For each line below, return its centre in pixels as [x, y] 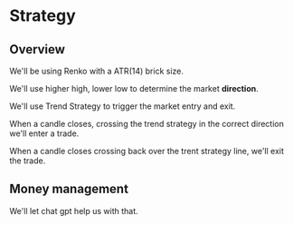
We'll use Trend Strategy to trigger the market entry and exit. [123, 106]
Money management [69, 189]
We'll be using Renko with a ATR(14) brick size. [96, 71]
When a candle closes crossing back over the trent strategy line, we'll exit [147, 151]
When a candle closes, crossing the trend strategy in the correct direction [147, 124]
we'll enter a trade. [44, 133]
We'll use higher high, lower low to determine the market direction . [134, 88]
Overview [38, 49]
